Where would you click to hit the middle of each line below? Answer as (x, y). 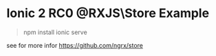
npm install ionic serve (55, 32)
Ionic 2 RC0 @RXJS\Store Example (108, 13)
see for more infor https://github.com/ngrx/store (75, 45)
